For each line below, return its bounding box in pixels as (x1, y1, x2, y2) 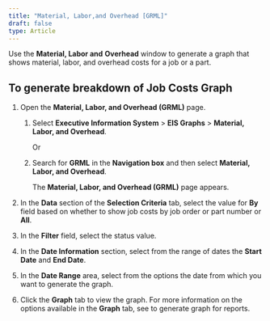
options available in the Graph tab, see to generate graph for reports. (19, 304, 251, 314)
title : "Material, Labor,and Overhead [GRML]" (8, 11, 168, 20)
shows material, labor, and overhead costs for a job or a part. (8, 57, 212, 67)
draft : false (8, 19, 53, 27)
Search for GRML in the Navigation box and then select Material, (32, 158, 251, 168)
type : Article (8, 27, 57, 35)
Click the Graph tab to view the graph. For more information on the (19, 295, 243, 305)
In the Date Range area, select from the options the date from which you (19, 271, 262, 281)
